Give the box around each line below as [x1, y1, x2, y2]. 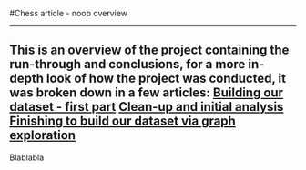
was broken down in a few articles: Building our [9, 85, 284, 101]
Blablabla [9, 152, 45, 163]
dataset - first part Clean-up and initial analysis [9, 99, 284, 115]
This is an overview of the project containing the [9, 43, 290, 58]
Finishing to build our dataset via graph [9, 114, 237, 129]
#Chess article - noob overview [9, 8, 127, 18]
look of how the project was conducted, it [46, 71, 287, 86]
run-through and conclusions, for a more [9, 56, 246, 72]
